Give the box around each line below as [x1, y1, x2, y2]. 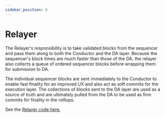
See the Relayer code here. [5, 106, 61, 112]
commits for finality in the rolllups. [5, 97, 75, 103]
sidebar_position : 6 [5, 7, 48, 12]
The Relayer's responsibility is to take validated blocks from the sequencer [5, 45, 158, 51]
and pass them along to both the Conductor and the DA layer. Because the [5, 50, 158, 56]
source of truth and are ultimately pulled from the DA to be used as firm [5, 91, 152, 97]
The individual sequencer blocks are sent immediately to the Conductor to [5, 75, 157, 82]
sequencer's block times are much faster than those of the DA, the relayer [5, 56, 157, 61]
